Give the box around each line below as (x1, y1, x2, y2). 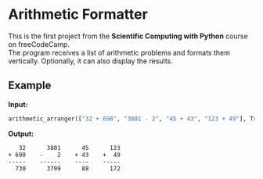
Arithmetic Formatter (8, 5, 149, 23)
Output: (8, 129, 34, 138)
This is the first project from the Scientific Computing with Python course (8, 31, 248, 41)
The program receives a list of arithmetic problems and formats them (8, 48, 231, 57)
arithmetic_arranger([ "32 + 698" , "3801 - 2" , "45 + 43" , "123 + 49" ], (8, 115, 247, 123)
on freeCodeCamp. (8, 39, 70, 48)
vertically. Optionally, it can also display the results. (8, 56, 174, 66)
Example (8, 79, 52, 92)
